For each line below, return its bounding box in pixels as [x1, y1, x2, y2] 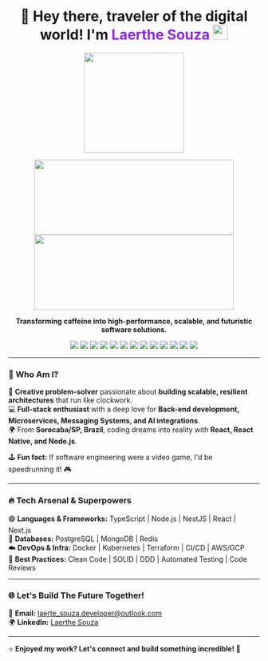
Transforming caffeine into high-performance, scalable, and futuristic [15, 316, 253, 326]
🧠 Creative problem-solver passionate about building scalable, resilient [8, 387, 248, 397]
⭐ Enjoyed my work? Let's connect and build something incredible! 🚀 [8, 643, 241, 653]
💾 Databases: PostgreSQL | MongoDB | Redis [8, 534, 158, 543]
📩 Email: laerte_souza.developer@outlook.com [8, 608, 162, 618]
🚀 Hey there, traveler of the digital [20, 7, 248, 26]
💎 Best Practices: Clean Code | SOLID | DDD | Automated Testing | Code [8, 554, 247, 563]
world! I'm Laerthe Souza [39, 26, 210, 44]
